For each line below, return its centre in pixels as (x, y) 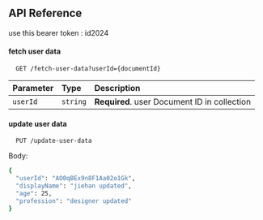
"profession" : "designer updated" (74, 201)
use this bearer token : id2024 (59, 32)
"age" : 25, (34, 193)
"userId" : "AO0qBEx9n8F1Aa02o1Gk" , (76, 179)
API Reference (45, 13)
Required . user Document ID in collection (173, 102)
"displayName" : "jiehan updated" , (74, 186)
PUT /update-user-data (54, 141)
